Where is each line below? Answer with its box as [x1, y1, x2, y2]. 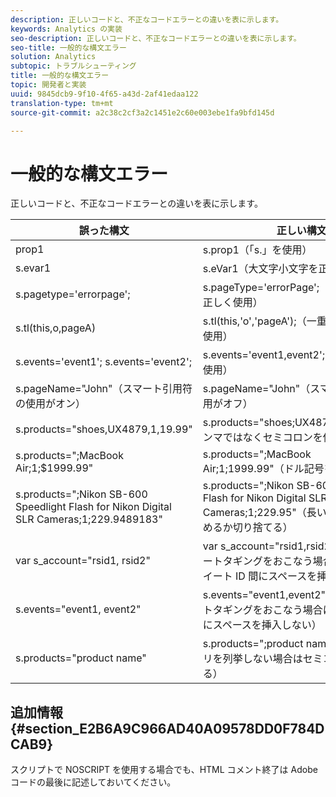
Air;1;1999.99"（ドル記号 [202, 462, 325, 476]
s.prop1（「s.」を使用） [202, 243, 313, 257]
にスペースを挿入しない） [202, 618, 322, 632]
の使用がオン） [15, 397, 87, 411]
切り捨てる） [232, 521, 293, 535]
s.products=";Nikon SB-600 [15, 487, 148, 501]
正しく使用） [202, 296, 263, 310]
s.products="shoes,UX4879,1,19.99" [15, 422, 193, 436]
